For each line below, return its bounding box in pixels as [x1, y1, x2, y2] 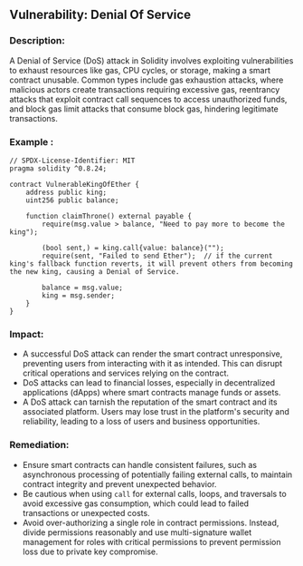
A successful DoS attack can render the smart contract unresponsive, [22, 348, 283, 359]
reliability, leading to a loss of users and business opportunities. [22, 416, 260, 427]
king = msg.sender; [42, 290, 116, 300]
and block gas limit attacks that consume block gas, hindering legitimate [9, 103, 279, 114]
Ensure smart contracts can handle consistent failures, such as [22, 459, 258, 470]
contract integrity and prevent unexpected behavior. [22, 478, 217, 489]
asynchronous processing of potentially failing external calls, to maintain [22, 469, 293, 480]
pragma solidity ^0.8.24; [9, 163, 107, 173]
